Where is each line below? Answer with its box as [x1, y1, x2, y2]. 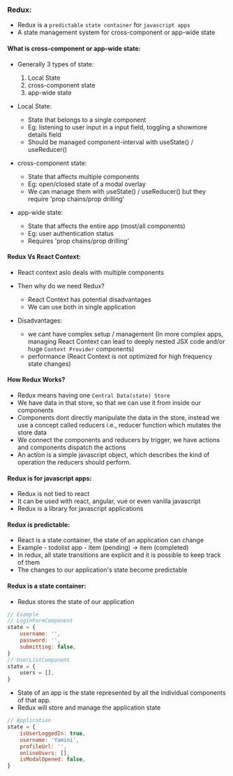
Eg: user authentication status [27, 229, 114, 237]
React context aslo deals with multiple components [17, 268, 165, 276]
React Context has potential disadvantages [27, 295, 151, 304]
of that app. [17, 696, 51, 705]
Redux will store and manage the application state [17, 703, 161, 712]
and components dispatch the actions [17, 443, 126, 451]
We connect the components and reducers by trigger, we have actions [17, 435, 220, 444]
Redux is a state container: [7, 581, 87, 590]
